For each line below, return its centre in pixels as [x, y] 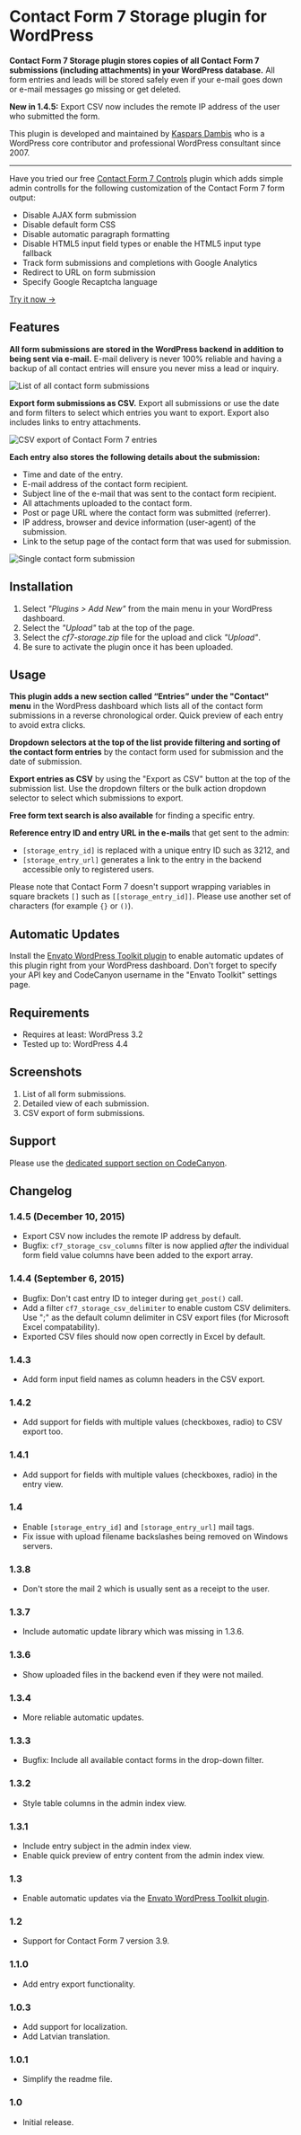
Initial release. [48, 2122]
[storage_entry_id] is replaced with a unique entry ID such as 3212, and [156, 850]
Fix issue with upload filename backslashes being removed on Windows [155, 1536]
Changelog [41, 1191]
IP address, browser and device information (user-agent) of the [139, 522]
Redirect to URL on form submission [89, 272]
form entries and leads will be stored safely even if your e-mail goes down [146, 79]
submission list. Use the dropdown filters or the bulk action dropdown [138, 789]
